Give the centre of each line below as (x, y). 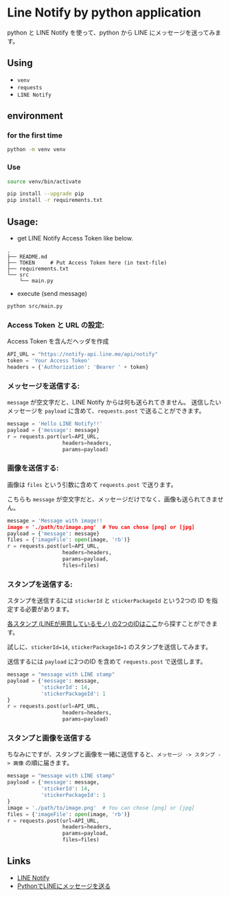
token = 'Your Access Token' (49, 361)
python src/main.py (35, 306)
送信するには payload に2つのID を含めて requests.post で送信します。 (107, 661)
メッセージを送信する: (44, 386)
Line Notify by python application (104, 13)
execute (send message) (52, 294)
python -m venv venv (37, 150)
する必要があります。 (43, 609)
